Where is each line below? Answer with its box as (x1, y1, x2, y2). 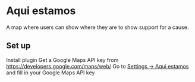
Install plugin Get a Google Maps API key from (6, 56, 119, 63)
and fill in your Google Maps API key (6, 69, 95, 76)
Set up (6, 41, 31, 51)
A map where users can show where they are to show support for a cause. (6, 24, 189, 31)
